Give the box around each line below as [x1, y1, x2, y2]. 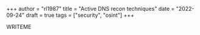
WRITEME [6, 24, 32, 30]
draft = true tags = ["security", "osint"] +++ [26, 11, 135, 19]
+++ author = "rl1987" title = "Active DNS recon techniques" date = [6, 5, 175, 12]
